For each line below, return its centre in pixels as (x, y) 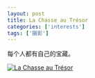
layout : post (26, 14)
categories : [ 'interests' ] (46, 26)
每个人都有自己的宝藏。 (41, 54)
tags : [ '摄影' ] (28, 33)
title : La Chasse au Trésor (48, 20)
